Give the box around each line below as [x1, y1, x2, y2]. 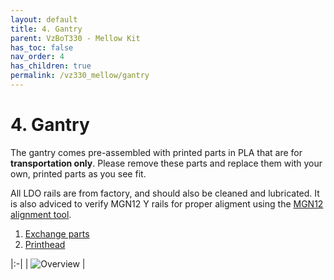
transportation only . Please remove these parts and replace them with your [10, 157, 323, 169]
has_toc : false [10, 42, 74, 53]
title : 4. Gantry [10, 24, 83, 34]
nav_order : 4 [10, 52, 65, 62]
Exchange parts [24, 227, 90, 240]
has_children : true [10, 61, 92, 71]
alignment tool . [10, 208, 72, 220]
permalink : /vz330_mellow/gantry [10, 71, 150, 81]
